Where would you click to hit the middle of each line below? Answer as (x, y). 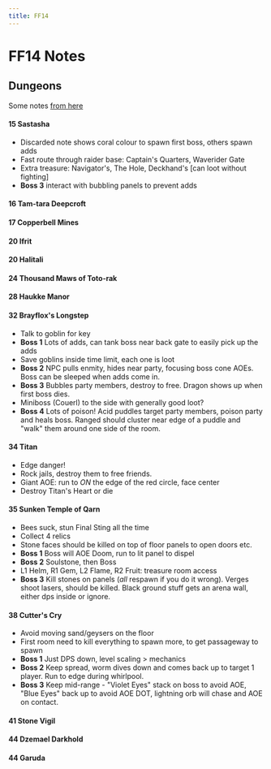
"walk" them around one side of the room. (90, 428)
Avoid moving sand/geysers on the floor (87, 633)
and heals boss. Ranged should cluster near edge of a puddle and (130, 420)
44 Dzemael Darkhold (46, 739)
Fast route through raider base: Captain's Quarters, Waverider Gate (132, 159)
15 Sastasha (29, 124)
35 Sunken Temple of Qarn (54, 509)
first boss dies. (45, 394)
